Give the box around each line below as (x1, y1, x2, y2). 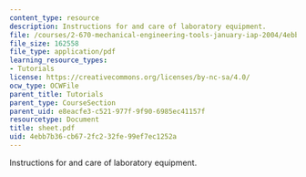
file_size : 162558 (9, 38, 79, 48)
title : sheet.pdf (9, 124, 76, 133)
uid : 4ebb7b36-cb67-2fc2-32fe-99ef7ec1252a (9, 132, 178, 141)
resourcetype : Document (9, 115, 100, 124)
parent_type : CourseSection (9, 98, 117, 108)
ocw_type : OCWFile (9, 81, 79, 90)
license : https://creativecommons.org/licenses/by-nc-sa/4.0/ (9, 73, 250, 82)
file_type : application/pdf (9, 47, 117, 57)
